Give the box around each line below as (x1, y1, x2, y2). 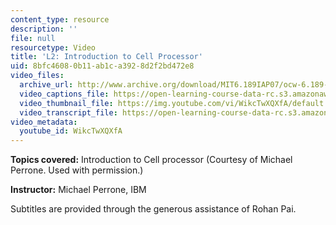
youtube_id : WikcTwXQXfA (19, 126, 123, 136)
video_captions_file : (19, 89, 110, 99)
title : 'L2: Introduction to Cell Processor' (10, 52, 203, 62)
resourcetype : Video (10, 42, 97, 53)
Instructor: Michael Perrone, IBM (10, 184, 147, 196)
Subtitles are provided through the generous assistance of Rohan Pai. (10, 203, 297, 215)
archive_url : (19, 80, 74, 90)
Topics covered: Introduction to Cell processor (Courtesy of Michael (10, 154, 293, 166)
